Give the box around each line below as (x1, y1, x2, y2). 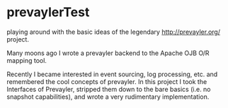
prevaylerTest (6, 4, 90, 20)
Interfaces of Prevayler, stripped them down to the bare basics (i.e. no (6, 85, 211, 93)
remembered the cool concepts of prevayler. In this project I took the (6, 77, 207, 85)
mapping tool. (6, 56, 47, 64)
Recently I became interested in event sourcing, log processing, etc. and (6, 70, 218, 78)
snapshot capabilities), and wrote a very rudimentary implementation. (6, 92, 210, 101)
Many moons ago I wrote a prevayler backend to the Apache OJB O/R (6, 49, 210, 57)
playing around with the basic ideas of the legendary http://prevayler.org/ (6, 28, 221, 36)
